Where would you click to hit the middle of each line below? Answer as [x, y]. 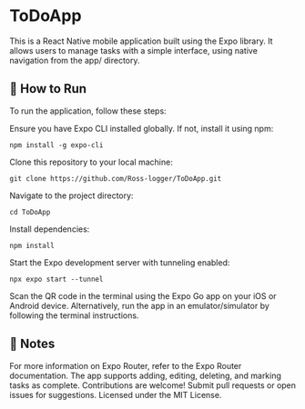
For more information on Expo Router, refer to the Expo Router [126, 365]
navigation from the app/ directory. [75, 60]
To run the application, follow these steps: [88, 111]
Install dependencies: [50, 229]
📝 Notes [32, 344]
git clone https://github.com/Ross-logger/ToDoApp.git [116, 178]
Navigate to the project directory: [71, 195]
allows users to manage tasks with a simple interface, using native [133, 50]
